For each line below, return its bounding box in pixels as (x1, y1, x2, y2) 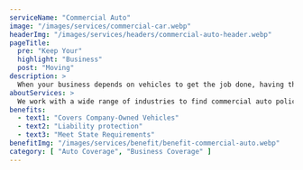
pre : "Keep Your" (17, 47, 83, 56)
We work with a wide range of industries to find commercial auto (17, 96, 272, 106)
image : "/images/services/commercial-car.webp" (9, 22, 192, 31)
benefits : (9, 105, 47, 114)
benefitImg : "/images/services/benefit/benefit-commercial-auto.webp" (9, 139, 280, 148)
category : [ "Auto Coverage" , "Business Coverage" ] (9, 147, 212, 156)
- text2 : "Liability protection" (17, 122, 143, 131)
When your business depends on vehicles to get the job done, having (17, 80, 284, 89)
